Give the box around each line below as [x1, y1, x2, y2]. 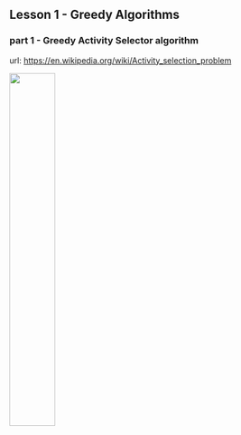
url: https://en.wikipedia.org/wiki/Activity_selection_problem [9, 54, 232, 66]
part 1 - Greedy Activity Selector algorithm [9, 34, 199, 47]
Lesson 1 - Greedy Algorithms [9, 7, 181, 23]
